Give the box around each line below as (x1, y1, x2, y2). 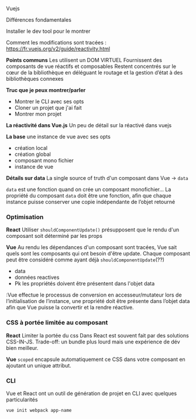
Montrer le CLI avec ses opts (14, 98, 84, 105)
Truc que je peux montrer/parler (6, 87, 86, 93)
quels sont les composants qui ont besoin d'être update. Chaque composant (6, 250, 190, 257)
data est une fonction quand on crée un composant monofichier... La (6, 186, 171, 193)
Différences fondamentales (6, 16, 72, 23)
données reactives (14, 274, 60, 281)
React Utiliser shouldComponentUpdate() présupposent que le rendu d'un (6, 226, 180, 233)
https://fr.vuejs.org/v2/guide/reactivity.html (6, 45, 110, 52)
